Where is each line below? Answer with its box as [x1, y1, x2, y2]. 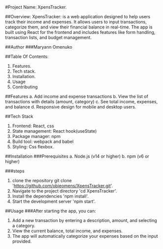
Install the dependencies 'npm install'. [12, 194, 89, 199]
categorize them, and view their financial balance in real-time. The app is [5, 24, 153, 30]
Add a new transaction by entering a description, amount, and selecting [12, 218, 157, 223]
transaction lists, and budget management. [5, 34, 92, 40]
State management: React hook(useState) [12, 128, 97, 134]
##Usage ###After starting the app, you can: [5, 208, 96, 214]
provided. [12, 238, 32, 244]
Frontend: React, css [12, 123, 54, 129]
